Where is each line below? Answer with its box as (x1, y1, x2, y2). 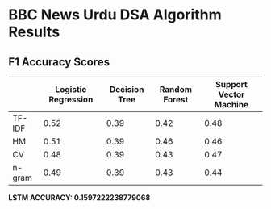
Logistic (55, 84, 87, 94)
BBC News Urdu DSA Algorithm (8, 6, 222, 24)
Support (215, 79, 248, 90)
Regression (48, 94, 94, 105)
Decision (109, 84, 144, 94)
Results (8, 23, 60, 41)
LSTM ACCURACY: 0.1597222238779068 (8, 193, 151, 203)
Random (159, 84, 192, 94)
